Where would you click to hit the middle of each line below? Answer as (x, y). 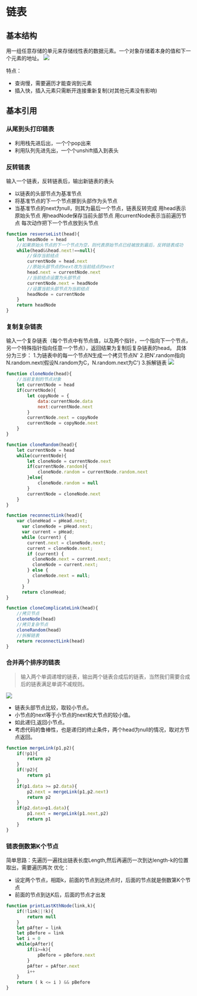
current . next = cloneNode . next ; (67, 543)
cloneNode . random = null (68, 483)
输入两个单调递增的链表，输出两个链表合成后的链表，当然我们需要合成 (105, 677)
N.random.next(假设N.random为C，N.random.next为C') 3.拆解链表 (86, 363)
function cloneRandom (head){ (42, 445)
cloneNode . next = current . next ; (72, 559)
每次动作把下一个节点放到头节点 (60, 223)
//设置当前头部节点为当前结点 (58, 289)
